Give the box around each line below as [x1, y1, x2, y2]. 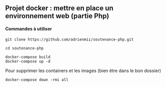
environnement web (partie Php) [5, 12, 110, 20]
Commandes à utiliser [5, 25, 52, 31]
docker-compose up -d [5, 58, 51, 64]
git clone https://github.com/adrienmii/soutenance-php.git [5, 37, 134, 42]
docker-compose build [5, 54, 51, 59]
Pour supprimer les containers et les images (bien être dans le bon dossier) [5, 67, 161, 73]
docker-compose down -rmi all [5, 77, 69, 82]
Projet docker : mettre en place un [5, 4, 114, 12]
